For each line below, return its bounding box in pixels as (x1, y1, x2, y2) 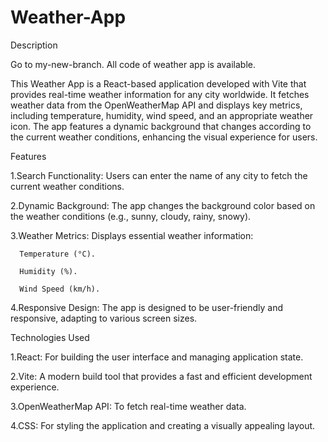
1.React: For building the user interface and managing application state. (10, 351, 304, 363)
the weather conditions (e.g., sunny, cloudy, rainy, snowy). (10, 210, 252, 222)
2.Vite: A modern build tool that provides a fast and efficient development (10, 370, 313, 382)
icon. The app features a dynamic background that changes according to (10, 120, 312, 132)
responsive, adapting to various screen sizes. (10, 312, 198, 324)
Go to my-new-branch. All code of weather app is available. (10, 58, 256, 70)
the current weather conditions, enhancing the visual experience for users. (10, 131, 318, 143)
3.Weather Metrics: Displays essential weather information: (10, 229, 254, 241)
